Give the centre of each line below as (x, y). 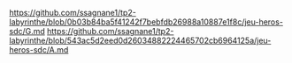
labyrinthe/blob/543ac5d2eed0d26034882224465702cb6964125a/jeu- (140, 40)
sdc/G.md (27, 31)
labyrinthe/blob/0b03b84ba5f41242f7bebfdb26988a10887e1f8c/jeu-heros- (146, 22)
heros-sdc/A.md (39, 50)
